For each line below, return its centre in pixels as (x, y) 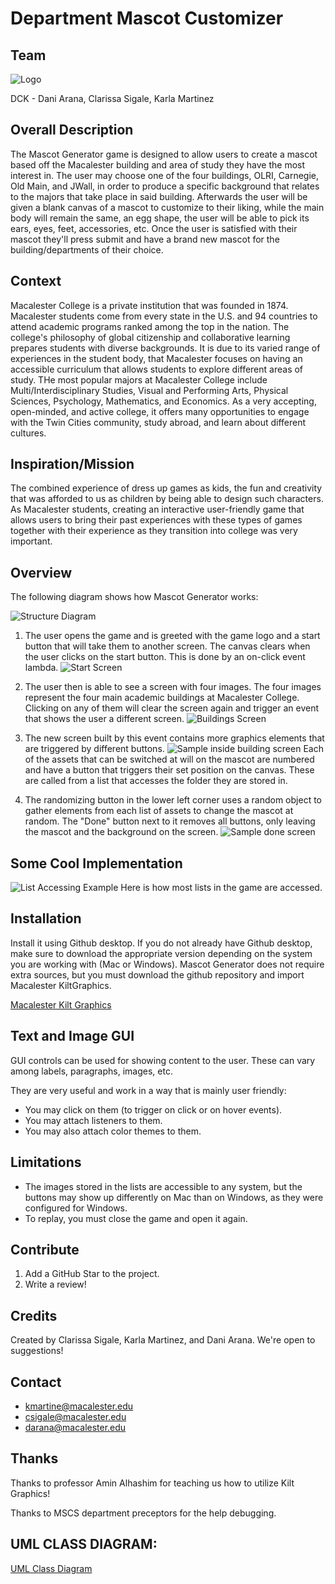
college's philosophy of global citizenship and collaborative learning (150, 337)
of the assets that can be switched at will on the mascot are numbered (169, 759)
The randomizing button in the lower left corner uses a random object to (173, 800)
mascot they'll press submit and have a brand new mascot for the (145, 239)
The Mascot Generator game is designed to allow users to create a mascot (164, 154)
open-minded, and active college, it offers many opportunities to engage (160, 411)
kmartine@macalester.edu (79, 1406)
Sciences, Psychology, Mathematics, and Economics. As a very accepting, (163, 401)
